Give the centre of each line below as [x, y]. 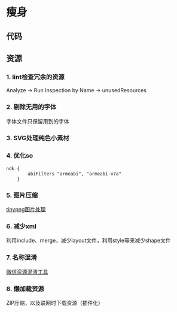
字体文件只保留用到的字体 [38, 121]
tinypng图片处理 [26, 210]
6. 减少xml [22, 226]
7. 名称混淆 [22, 258]
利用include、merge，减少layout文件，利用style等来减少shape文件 [89, 241]
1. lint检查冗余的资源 [35, 77]
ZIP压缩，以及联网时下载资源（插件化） [55, 302]
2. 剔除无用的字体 [31, 107]
